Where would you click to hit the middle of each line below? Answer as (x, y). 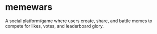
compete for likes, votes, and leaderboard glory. (55, 26)
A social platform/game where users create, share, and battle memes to (79, 21)
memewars (29, 7)
